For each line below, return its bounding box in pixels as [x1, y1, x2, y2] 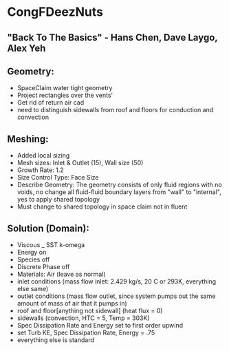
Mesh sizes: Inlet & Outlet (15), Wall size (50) [17, 159, 144, 167]
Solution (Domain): [7, 222, 89, 234]
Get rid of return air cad [17, 98, 85, 107]
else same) [17, 285, 49, 293]
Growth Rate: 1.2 [17, 166, 64, 174]
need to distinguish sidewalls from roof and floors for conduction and [17, 106, 214, 114]
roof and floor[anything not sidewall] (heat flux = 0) [17, 307, 163, 315]
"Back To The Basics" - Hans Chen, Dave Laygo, [7, 32, 218, 43]
